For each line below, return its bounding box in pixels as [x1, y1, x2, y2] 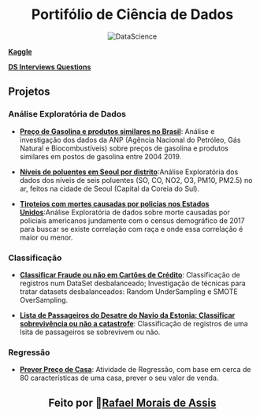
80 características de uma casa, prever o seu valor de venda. [19, 373, 219, 383]
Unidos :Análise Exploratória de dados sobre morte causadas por [19, 207, 230, 217]
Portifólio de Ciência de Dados [31, 6, 234, 24]
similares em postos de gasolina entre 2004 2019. [19, 151, 182, 161]
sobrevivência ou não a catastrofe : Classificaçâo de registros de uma [19, 318, 248, 328]
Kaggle [8, 47, 33, 56]
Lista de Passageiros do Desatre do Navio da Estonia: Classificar [19, 310, 236, 320]
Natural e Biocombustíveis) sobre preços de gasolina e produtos [19, 143, 228, 153]
